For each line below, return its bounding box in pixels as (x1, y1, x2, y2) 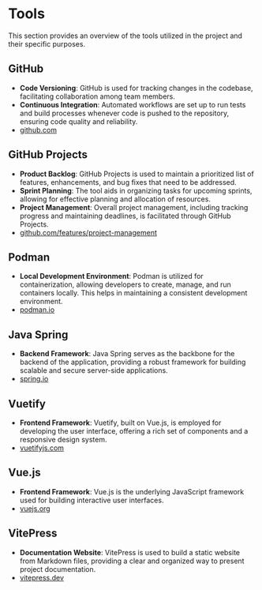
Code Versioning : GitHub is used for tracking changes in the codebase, (19, 83, 254, 92)
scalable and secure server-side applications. (19, 366, 168, 375)
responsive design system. (19, 435, 107, 444)
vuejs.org (19, 503, 51, 513)
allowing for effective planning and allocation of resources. (19, 194, 211, 204)
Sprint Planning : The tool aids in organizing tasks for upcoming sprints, (19, 186, 253, 195)
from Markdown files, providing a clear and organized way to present (19, 556, 245, 566)
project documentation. (19, 564, 96, 573)
